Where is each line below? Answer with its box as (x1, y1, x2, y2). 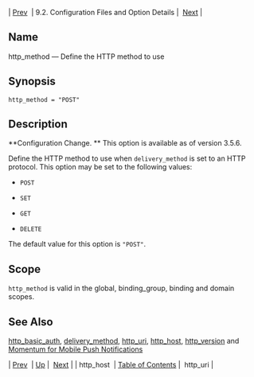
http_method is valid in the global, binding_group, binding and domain (8, 283, 235, 293)
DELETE (19, 225, 42, 234)
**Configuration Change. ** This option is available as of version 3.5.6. (8, 138, 242, 148)
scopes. (8, 292, 34, 301)
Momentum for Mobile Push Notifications (8, 344, 143, 354)
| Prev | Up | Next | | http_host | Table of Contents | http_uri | (8, 360, 213, 370)
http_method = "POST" (8, 95, 80, 103)
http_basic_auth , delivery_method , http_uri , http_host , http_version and (8, 336, 240, 346)
